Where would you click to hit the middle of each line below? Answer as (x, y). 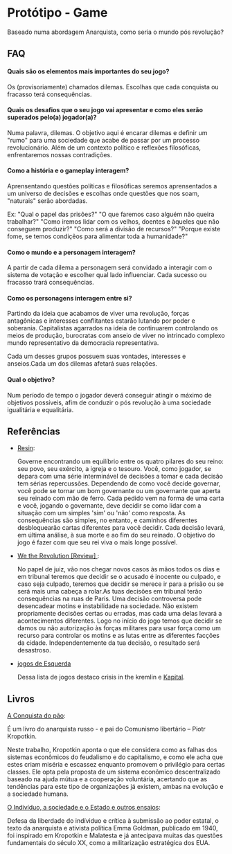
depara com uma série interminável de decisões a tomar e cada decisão (120, 477)
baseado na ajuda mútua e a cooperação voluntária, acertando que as (107, 779)
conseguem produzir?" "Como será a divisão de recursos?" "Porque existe (114, 229)
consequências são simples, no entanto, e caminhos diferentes (107, 520)
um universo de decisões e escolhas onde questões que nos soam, (103, 193)
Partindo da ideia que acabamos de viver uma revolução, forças (98, 314)
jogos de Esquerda (44, 664)
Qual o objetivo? (31, 380)
